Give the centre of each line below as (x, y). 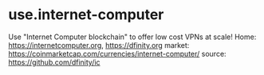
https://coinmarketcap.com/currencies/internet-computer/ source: (117, 53)
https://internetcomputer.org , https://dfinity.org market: (99, 45)
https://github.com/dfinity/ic (55, 62)
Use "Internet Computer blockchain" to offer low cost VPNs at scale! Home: (132, 37)
